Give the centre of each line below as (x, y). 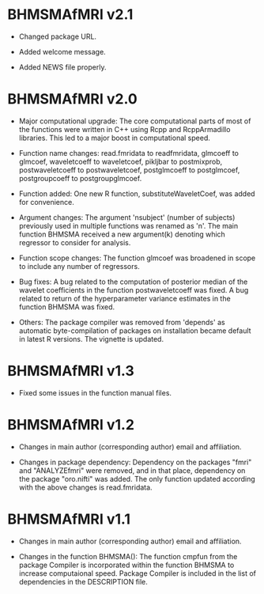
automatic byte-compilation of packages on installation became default (135, 331)
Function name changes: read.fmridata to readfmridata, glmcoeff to (128, 153)
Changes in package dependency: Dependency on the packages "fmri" (135, 462)
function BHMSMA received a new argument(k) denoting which (122, 234)
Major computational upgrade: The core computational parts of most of (135, 121)
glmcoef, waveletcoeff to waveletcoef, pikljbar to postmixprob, (121, 161)
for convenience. (46, 202)
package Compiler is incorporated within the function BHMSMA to (126, 565)
